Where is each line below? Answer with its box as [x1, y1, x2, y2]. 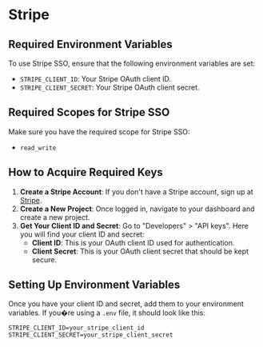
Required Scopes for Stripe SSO [8, 106, 170, 119]
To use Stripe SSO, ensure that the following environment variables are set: [8, 58, 256, 68]
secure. [31, 254, 58, 265]
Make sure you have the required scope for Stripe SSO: [8, 126, 190, 137]
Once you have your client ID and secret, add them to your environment [8, 299, 244, 309]
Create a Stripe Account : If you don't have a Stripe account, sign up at [19, 186, 253, 197]
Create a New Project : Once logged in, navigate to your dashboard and [19, 204, 255, 213]
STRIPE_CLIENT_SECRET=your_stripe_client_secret [8, 331, 173, 339]
